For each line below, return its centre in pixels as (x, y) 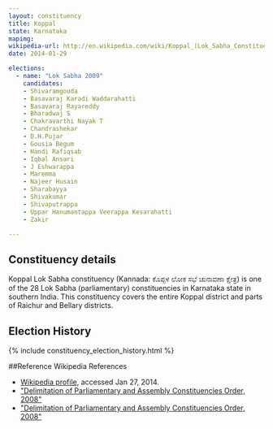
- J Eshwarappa (49, 167)
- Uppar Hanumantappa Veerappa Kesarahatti (98, 212)
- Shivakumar (45, 197)
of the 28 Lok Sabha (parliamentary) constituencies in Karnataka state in (130, 288)
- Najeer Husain (51, 182)
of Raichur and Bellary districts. (61, 305)
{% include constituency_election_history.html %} (91, 351)
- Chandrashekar (51, 129)
